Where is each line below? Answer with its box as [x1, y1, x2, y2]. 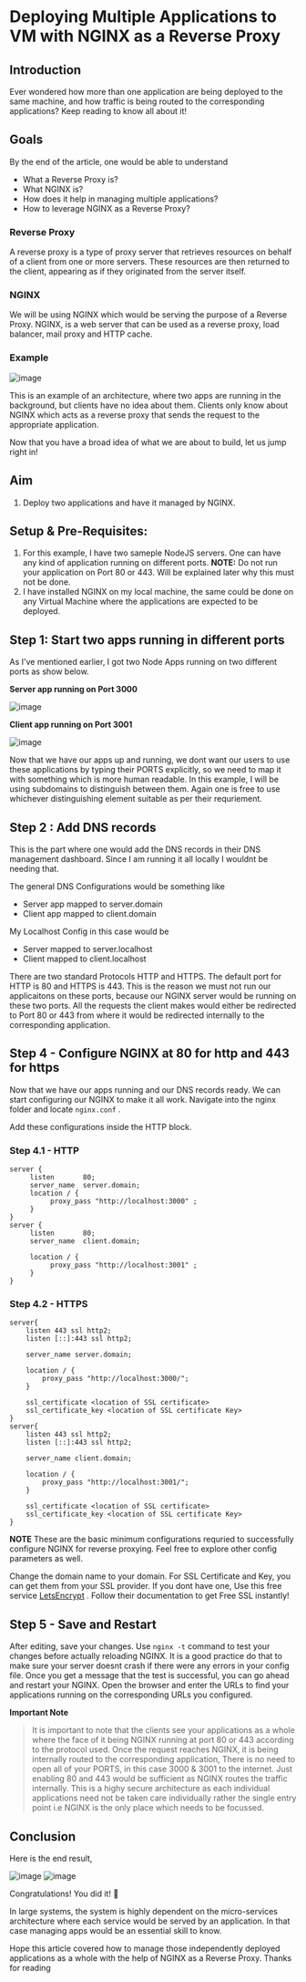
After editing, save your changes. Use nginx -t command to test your [9, 1641, 270, 1652]
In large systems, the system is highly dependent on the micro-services [9, 1905, 278, 1916]
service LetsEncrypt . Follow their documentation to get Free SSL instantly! [9, 1590, 290, 1602]
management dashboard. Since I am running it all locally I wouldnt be [9, 853, 269, 864]
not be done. [22, 576, 71, 587]
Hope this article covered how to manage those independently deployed [9, 1943, 280, 1954]
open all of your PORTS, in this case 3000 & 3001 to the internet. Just [31, 1763, 293, 1775]
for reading [9, 1962, 52, 1973]
